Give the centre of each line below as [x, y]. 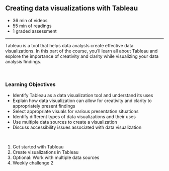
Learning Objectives [31, 84]
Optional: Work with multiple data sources [56, 157]
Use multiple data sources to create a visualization [65, 122]
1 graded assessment [34, 31]
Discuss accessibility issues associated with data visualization [77, 127]
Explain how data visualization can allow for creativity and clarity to [82, 101]
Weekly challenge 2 [33, 163]
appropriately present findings [44, 106]
